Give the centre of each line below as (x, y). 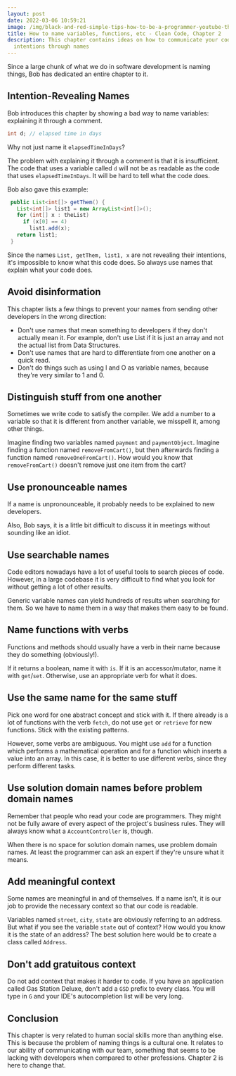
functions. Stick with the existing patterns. (68, 730)
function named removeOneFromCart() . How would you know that (100, 458)
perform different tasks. (41, 765)
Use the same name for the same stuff (92, 698)
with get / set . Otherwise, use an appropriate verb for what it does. (102, 675)
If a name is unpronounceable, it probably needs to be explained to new (111, 504)
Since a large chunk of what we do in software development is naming (109, 67)
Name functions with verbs (68, 630)
